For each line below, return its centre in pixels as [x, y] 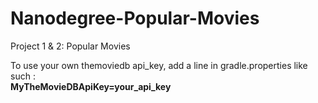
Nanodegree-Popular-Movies [135, 18]
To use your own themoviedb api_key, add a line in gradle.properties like [159, 65]
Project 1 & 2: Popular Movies [70, 46]
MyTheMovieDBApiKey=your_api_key [91, 86]
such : [23, 76]
